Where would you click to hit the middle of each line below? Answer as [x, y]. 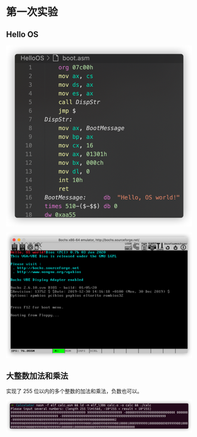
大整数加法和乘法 [37, 376]
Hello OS [22, 34]
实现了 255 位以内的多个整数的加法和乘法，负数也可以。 [74, 391]
